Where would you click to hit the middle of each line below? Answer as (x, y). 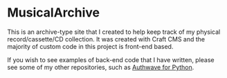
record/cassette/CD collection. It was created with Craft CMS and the (106, 39)
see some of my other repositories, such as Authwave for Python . (101, 67)
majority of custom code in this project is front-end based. (90, 46)
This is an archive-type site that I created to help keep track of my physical (114, 32)
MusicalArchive (54, 13)
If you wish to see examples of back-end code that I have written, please (111, 59)
